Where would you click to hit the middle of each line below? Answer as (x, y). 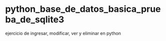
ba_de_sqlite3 (35, 20)
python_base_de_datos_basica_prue (83, 9)
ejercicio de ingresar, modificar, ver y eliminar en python (63, 33)
